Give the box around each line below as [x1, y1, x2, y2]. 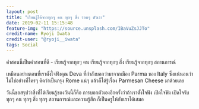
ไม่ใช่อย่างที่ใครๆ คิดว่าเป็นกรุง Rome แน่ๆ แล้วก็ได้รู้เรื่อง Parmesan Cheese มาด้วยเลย [6, 77, 185, 84]
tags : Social [6, 42, 39, 48]
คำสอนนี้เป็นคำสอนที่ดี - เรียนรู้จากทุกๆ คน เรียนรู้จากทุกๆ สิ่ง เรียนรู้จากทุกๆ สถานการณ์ [6, 58, 176, 66]
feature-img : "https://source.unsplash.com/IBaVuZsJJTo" [6, 25, 150, 32]
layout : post [6, 8, 39, 15]
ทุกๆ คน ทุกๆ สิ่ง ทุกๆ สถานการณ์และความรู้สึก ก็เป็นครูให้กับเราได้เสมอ [6, 95, 144, 102]
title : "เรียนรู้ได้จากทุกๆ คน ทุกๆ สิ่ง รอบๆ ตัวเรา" [6, 14, 105, 20]
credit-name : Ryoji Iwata [6, 31, 70, 37]
